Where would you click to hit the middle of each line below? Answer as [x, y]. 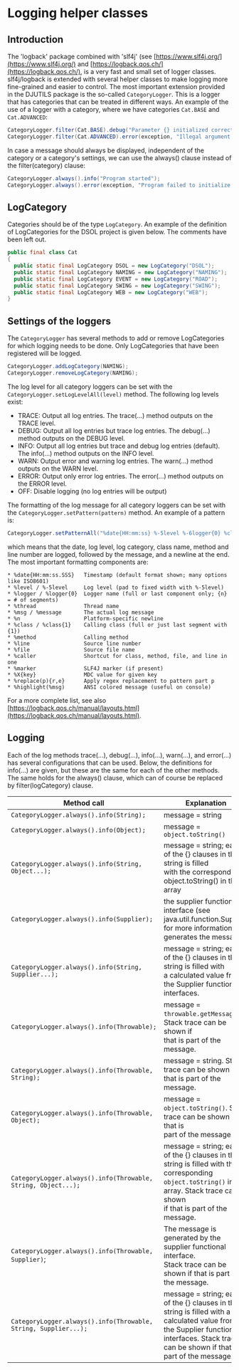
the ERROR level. [42, 483]
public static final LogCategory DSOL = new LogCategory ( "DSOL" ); [114, 266]
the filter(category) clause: [47, 165]
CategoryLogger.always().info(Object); [78, 830]
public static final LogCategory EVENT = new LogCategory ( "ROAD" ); [116, 279]
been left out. [27, 239]
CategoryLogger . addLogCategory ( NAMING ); [68, 367]
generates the [187, 936]
